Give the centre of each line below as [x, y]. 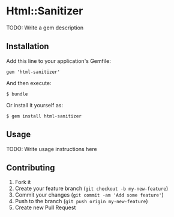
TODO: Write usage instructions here [52, 149]
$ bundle [17, 94]
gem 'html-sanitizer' [33, 72]
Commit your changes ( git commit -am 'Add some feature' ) [89, 195]
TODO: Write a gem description [45, 28]
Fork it [23, 182]
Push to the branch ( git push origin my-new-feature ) [81, 201]
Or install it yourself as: [34, 105]
